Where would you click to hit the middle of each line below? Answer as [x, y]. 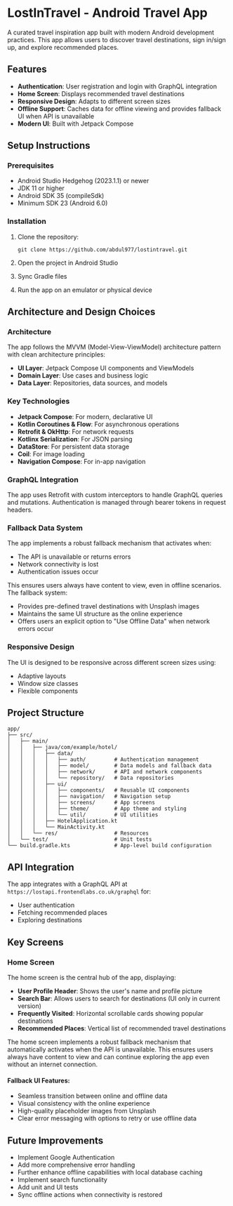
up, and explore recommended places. [63, 47]
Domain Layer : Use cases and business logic [83, 376]
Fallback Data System [45, 528]
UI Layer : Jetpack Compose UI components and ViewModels [106, 368]
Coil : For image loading [51, 453]
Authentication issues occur [58, 572]
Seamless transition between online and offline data [92, 1096]
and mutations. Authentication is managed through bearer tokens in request [116, 503]
